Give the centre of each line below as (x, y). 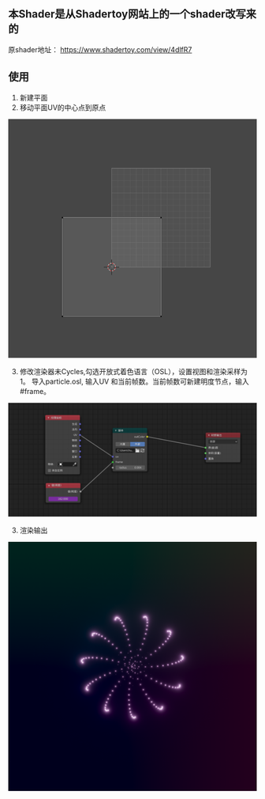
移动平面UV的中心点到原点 (63, 107)
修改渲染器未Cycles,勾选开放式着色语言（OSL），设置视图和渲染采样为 (134, 372)
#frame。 (35, 392)
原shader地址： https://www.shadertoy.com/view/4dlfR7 (100, 49)
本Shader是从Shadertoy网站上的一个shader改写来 (132, 14)
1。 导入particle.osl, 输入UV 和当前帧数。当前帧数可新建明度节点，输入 (134, 381)
